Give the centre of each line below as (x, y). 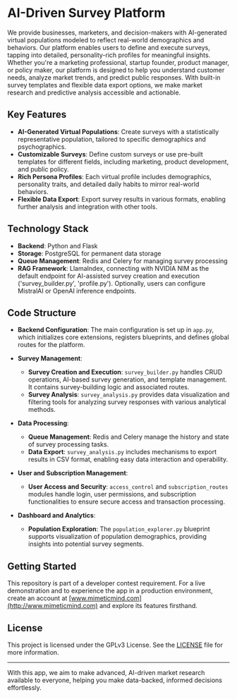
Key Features (37, 115)
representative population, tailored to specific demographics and (112, 139)
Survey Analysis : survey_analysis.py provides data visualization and (129, 395)
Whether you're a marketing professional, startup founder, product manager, (119, 62)
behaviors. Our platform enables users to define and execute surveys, (109, 47)
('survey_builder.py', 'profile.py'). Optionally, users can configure (111, 283)
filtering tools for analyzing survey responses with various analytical (127, 402)
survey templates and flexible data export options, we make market (105, 85)
